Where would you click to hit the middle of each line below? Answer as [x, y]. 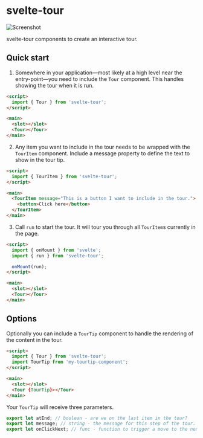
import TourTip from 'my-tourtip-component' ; [70, 362]
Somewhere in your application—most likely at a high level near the [98, 72]
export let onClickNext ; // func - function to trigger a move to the [97, 430]
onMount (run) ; [29, 266]
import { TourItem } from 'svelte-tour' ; [65, 176]
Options [22, 319]
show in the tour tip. [40, 159]
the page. [27, 233]
